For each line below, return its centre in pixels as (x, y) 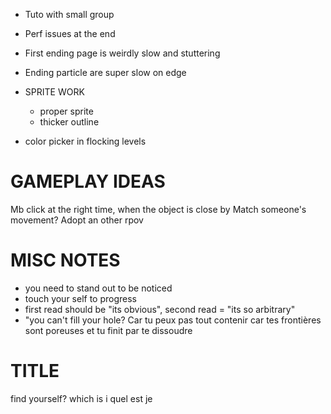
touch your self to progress (81, 298)
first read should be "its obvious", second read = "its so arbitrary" (160, 309)
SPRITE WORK (54, 92)
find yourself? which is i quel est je (81, 398)
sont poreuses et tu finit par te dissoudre (108, 330)
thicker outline (69, 122)
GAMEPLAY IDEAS (88, 181)
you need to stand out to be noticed (98, 288)
